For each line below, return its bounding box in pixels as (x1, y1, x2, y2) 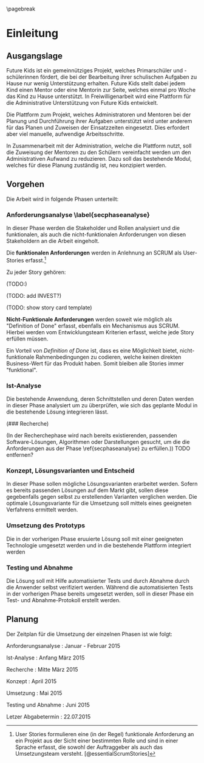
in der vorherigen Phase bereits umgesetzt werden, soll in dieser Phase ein (6, 590, 194, 597)
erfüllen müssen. (6, 335, 49, 342)
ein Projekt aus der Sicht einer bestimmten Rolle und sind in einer (15, 737, 178, 744)
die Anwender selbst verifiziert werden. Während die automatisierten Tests (6, 583, 193, 591)
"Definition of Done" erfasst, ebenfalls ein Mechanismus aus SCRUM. (6, 322, 180, 329)
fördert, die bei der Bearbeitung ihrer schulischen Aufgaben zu (40, 73, 197, 80)
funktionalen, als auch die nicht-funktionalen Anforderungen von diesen (6, 231, 186, 238)
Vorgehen (6, 179, 44, 189)
